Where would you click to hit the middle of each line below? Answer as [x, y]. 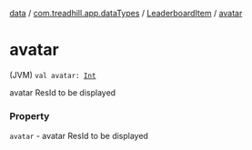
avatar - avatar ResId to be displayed [79, 136]
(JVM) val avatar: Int [53, 75]
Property [30, 115]
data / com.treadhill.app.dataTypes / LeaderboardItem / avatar [126, 13]
